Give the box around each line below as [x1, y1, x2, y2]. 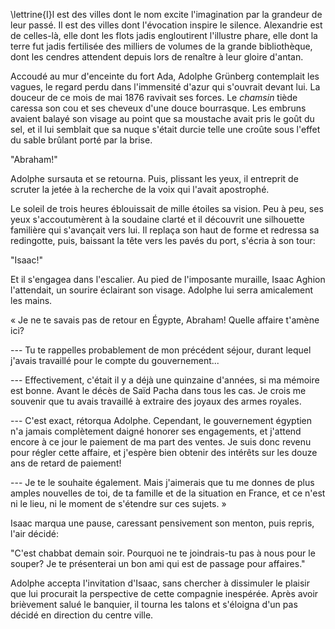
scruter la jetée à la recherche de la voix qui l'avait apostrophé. [10, 184, 270, 195]
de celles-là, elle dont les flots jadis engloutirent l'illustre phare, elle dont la [10, 30, 318, 41]
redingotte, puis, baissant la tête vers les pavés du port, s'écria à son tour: [10, 235, 316, 246]
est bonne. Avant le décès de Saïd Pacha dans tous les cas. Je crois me [10, 385, 307, 396]
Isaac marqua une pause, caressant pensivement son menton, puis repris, [10, 517, 315, 529]
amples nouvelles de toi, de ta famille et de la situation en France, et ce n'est [10, 487, 326, 499]
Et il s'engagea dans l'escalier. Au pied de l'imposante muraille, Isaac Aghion [10, 274, 326, 285]
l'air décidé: [10, 528, 59, 539]
